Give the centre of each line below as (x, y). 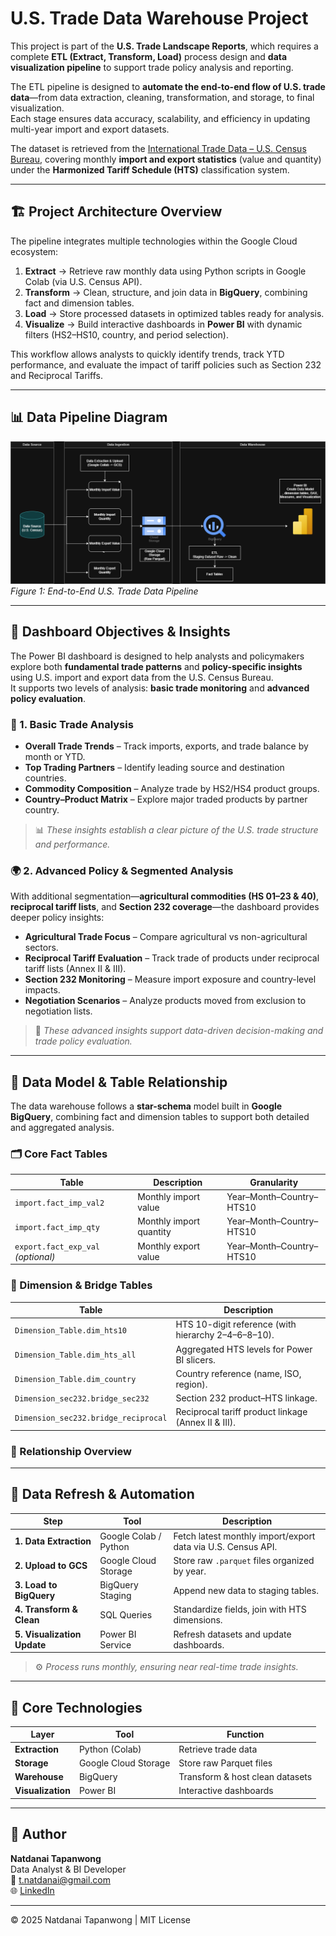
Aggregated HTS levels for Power (244, 1349)
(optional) (35, 1256)
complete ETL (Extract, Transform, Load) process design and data (149, 56)
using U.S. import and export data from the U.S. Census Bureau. (142, 677)
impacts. (42, 990)
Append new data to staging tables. (246, 1590)
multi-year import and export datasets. (90, 129)
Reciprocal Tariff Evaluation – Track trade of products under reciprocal (172, 958)
